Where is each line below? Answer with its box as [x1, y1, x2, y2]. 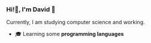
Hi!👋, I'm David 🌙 [6, 5, 56, 14]
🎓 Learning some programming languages [14, 31, 124, 38]
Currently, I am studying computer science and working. [6, 19, 145, 26]
